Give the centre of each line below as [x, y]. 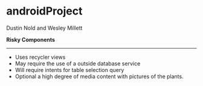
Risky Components [31, 39]
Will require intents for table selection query [69, 70]
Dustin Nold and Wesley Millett [44, 28]
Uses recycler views [40, 57]
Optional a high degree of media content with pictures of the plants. [99, 76]
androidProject [44, 11]
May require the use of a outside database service [78, 63]
